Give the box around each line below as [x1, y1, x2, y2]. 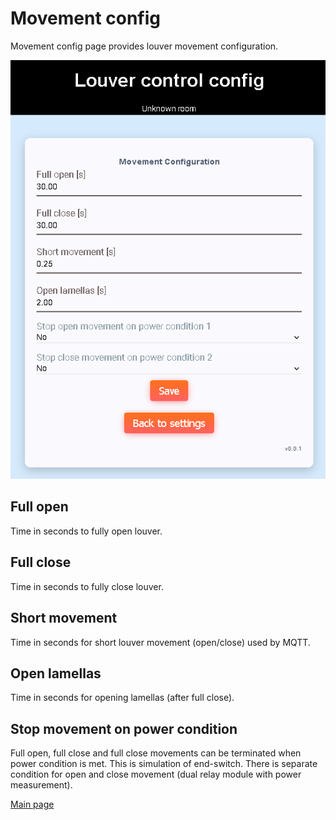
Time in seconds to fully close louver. [10, 580, 164, 592]
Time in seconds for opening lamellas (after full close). [10, 692, 235, 704]
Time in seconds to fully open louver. [10, 525, 163, 537]
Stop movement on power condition [10, 720, 238, 737]
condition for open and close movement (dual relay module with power [10, 768, 302, 781]
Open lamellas [10, 665, 102, 682]
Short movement [10, 610, 118, 627]
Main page [10, 798, 55, 811]
